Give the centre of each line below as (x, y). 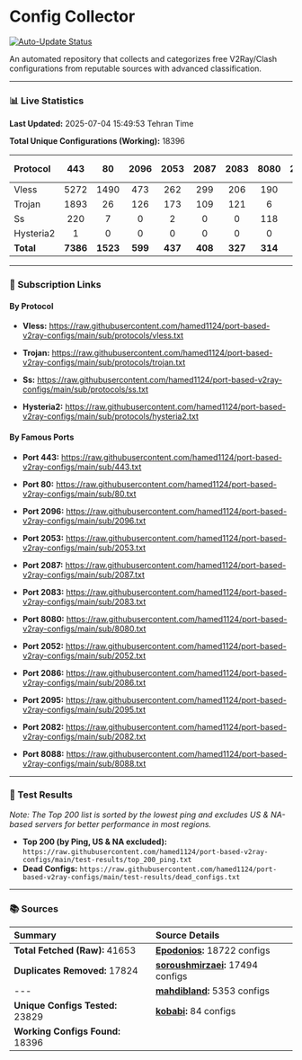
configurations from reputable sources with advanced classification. (136, 68)
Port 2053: (43, 538)
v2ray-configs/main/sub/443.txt (82, 467)
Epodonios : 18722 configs (213, 950)
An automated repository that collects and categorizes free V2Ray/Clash (143, 58)
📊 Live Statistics (47, 101)
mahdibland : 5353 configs (213, 991)
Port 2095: (43, 699)
